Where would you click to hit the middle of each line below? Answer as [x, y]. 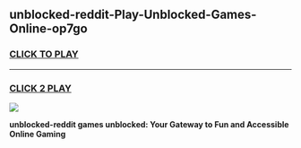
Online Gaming [38, 134]
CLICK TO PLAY [44, 55]
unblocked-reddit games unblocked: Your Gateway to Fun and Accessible [149, 124]
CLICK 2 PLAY [40, 88]
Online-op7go [48, 29]
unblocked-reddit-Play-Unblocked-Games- [133, 15]
